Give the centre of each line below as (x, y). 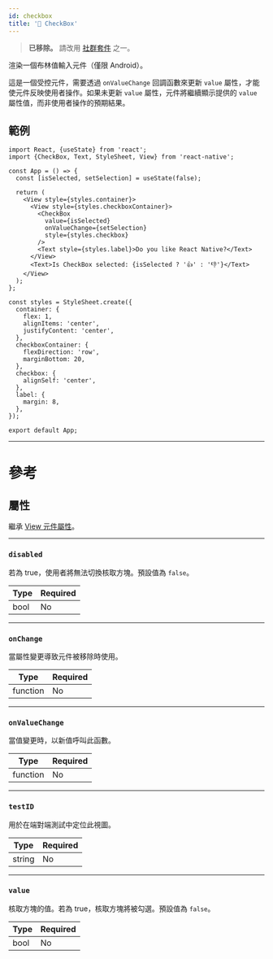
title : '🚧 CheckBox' (43, 24)
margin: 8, (41, 402)
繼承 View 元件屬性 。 (44, 526)
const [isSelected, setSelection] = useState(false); (108, 179)
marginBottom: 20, (54, 360)
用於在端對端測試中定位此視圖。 (62, 824)
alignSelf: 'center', (59, 381)
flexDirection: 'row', (61, 352)
